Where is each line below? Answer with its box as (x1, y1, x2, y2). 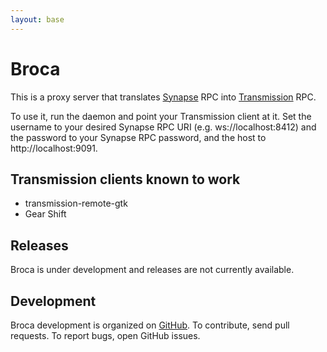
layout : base (10, 14, 65, 25)
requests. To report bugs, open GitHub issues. (10, 330, 201, 341)
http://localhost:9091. (10, 142, 98, 154)
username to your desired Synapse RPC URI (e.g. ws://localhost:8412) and (10, 121, 317, 133)
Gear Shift (24, 208, 67, 220)
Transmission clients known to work (10, 171, 241, 188)
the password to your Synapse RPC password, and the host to (10, 131, 267, 143)
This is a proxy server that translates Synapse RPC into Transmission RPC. (10, 91, 317, 103)
